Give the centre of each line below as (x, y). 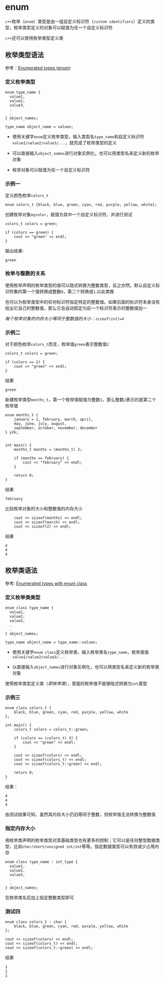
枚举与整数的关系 (25, 273)
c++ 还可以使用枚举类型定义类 (34, 38)
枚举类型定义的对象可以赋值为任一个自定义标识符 (63, 27)
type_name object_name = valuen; (39, 127)
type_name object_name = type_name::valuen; (51, 643)
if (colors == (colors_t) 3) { (46, 738)
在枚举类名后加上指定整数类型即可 (40, 897)
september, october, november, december (56, 428)
